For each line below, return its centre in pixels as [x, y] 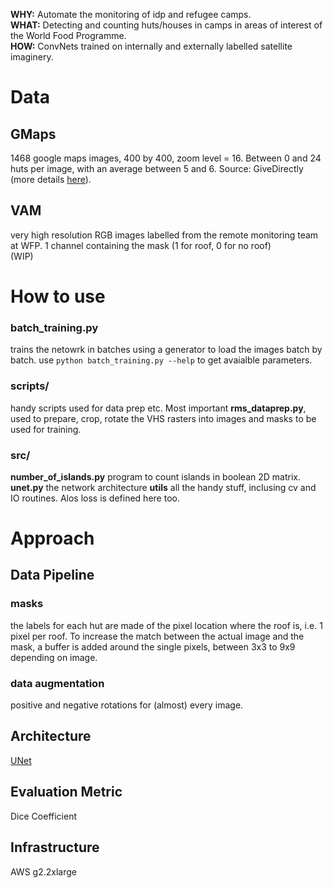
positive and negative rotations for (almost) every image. [127, 705]
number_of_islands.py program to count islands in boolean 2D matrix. [155, 476]
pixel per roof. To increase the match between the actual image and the [157, 636]
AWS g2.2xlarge [43, 871]
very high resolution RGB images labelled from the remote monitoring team [164, 235]
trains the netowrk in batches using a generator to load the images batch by [166, 350]
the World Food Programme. [68, 35]
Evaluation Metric [66, 792]
